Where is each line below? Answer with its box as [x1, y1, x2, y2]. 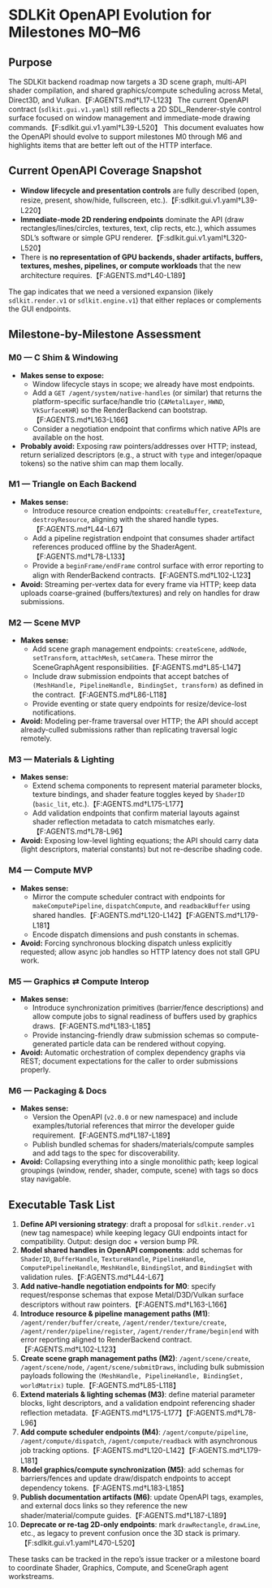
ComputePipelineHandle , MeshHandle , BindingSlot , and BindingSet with [19, 1263, 253, 1273]
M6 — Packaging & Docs [8, 1085, 107, 1096]
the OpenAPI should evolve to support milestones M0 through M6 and [8, 132, 243, 141]
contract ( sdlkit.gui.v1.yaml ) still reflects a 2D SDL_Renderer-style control [8, 104, 261, 114]
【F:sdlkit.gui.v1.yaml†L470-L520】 [19, 1538, 140, 1548]
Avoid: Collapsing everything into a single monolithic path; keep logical [19, 1157, 258, 1167]
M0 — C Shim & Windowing [8, 352, 119, 363]
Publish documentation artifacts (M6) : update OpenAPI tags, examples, [19, 1492, 264, 1502]
